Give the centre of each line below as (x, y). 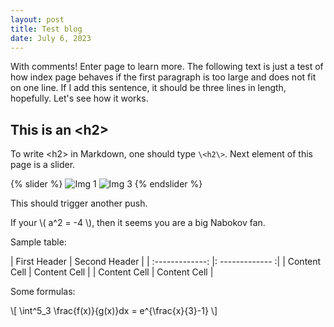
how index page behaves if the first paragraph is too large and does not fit (163, 77)
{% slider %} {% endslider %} (106, 184)
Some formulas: (43, 292)
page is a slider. (43, 165)
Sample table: (38, 242)
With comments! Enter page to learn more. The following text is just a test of (167, 67)
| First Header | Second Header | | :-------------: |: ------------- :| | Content (166, 262)
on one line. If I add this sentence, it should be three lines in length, (148, 88)
